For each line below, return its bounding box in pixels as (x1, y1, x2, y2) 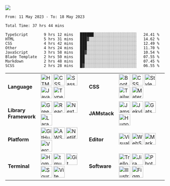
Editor (89, 136, 104, 143)
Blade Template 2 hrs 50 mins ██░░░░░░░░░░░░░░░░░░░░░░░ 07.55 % (5, 54, 159, 59)
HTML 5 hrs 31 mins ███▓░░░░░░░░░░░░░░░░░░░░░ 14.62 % (5, 37, 159, 42)
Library (8, 107, 26, 114)
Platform (8, 136, 29, 143)
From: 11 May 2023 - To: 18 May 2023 (5, 14, 85, 19)
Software (89, 163, 112, 170)
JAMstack (89, 110, 114, 117)
